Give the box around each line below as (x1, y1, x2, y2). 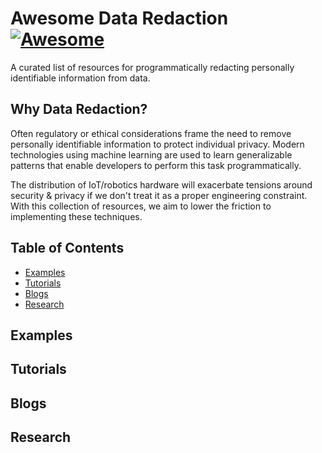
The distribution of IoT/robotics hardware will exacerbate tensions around (10, 178, 313, 191)
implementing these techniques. (10, 210, 143, 222)
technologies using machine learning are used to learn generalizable (10, 148, 293, 161)
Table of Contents (10, 240, 125, 257)
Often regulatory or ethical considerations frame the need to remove (10, 127, 292, 139)
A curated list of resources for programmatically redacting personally (10, 61, 295, 73)
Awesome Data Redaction (10, 7, 229, 30)
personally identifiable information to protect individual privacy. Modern (10, 138, 305, 150)
